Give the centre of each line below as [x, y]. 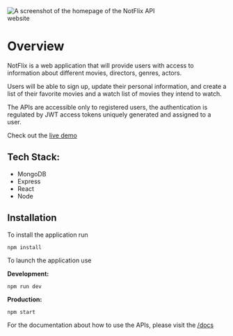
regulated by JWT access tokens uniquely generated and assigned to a [109, 115]
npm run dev [24, 286]
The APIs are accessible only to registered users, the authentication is [107, 107]
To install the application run [48, 235]
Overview [36, 46]
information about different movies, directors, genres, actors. [95, 73]
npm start [22, 312]
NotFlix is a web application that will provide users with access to [101, 65]
